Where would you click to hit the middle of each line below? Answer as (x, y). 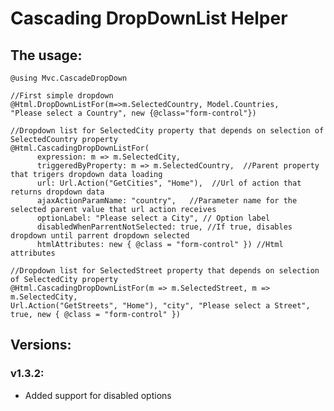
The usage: (46, 55)
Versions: (41, 345)
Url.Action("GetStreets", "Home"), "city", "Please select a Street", (160, 306)
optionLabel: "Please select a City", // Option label (153, 218)
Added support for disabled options (98, 395)
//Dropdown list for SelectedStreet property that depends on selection (165, 271)
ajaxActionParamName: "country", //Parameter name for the (167, 201)
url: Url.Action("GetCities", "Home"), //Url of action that (169, 183)
